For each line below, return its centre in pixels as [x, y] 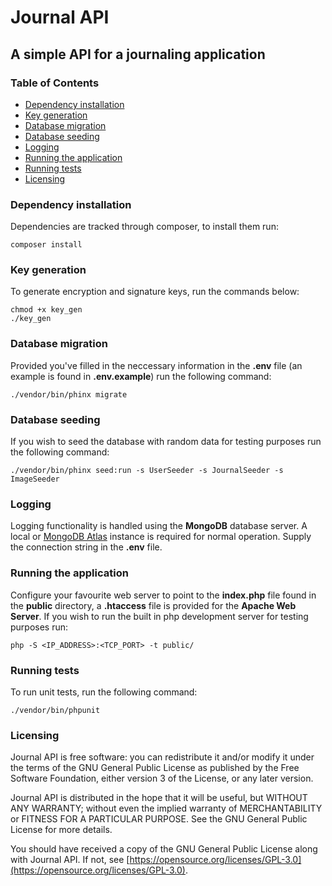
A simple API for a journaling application [138, 54]
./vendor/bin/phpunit [55, 710]
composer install [46, 245]
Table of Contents [55, 83]
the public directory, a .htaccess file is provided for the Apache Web [153, 605]
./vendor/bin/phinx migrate [69, 394]
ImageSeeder [35, 479]
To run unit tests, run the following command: [104, 692]
